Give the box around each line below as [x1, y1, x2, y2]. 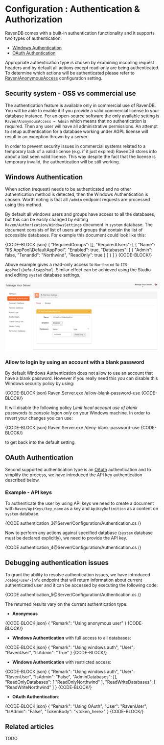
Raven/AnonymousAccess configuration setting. [5, 75, 103, 81]
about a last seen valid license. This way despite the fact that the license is [5, 154, 156, 159]
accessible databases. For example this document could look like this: [5, 232, 146, 238]
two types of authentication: [5, 35, 62, 41]
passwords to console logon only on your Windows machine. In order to [5, 410, 150, 415]
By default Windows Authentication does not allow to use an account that [5, 370, 153, 376]
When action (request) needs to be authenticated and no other [5, 186, 131, 192]
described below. [5, 477, 40, 483]
